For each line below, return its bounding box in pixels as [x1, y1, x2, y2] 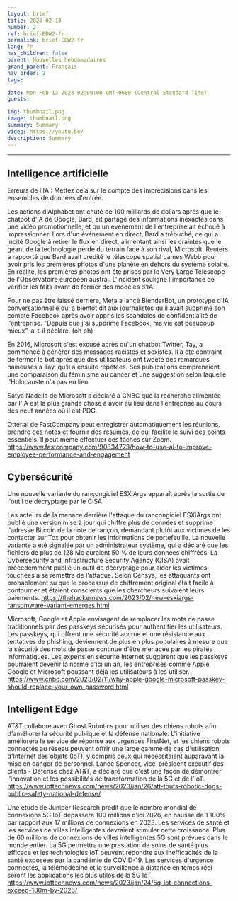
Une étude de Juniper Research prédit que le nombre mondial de [7, 803, 197, 811]
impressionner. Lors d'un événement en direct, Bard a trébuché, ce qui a [7, 230, 219, 239]
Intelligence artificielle [7, 167, 108, 179]
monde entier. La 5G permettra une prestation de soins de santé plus [7, 840, 208, 849]
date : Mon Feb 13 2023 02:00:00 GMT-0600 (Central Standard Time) [7, 89, 208, 96]
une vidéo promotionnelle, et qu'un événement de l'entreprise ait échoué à [7, 222, 225, 231]
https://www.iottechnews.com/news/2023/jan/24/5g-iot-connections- [7, 878, 212, 887]
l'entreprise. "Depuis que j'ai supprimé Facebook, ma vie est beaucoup [7, 319, 215, 328]
